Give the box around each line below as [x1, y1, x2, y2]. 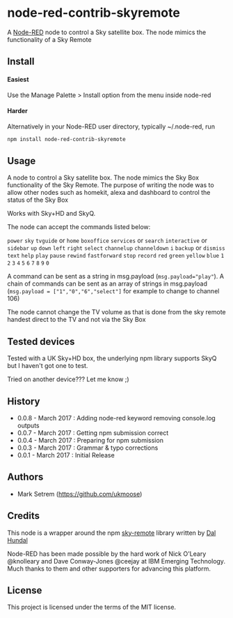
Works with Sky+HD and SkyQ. [7, 209, 96, 218]
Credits [7, 510, 40, 522]
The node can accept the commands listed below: [7, 223, 151, 231]
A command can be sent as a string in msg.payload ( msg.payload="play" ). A [7, 272, 225, 281]
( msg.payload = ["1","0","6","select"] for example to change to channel [7, 287, 220, 295]
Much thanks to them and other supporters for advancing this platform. [7, 564, 211, 573]
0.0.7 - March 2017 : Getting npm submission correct [17, 429, 169, 437]
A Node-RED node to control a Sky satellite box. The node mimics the [7, 28, 207, 36]
